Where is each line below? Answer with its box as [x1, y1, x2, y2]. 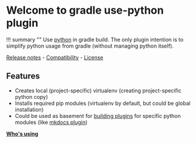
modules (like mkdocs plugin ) [14, 119, 88, 126]
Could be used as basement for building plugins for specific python [14, 112, 181, 119]
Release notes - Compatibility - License [6, 54, 103, 61]
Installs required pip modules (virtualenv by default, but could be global [14, 100, 191, 107]
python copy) [14, 93, 48, 100]
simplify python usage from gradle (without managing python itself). [6, 42, 174, 49]
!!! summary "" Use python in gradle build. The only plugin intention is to [6, 36, 184, 43]
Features [6, 71, 40, 81]
